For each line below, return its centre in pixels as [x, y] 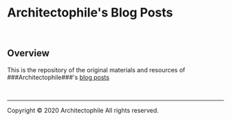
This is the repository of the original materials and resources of [96, 69]
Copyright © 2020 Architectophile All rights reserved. [83, 110]
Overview [29, 53]
